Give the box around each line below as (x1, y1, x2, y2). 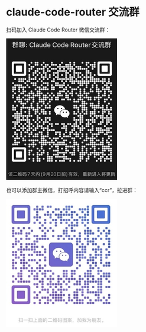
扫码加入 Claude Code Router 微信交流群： (6, 26, 111, 33)
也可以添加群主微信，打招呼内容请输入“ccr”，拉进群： (6, 186, 138, 193)
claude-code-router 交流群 (6, 5, 140, 19)
